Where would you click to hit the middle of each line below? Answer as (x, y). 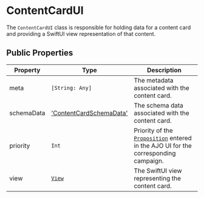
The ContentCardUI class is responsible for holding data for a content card (99, 27)
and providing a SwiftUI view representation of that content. (81, 33)
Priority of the (153, 130)
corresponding (155, 153)
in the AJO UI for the (163, 145)
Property (27, 70)
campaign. (148, 160)
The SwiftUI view (158, 171)
